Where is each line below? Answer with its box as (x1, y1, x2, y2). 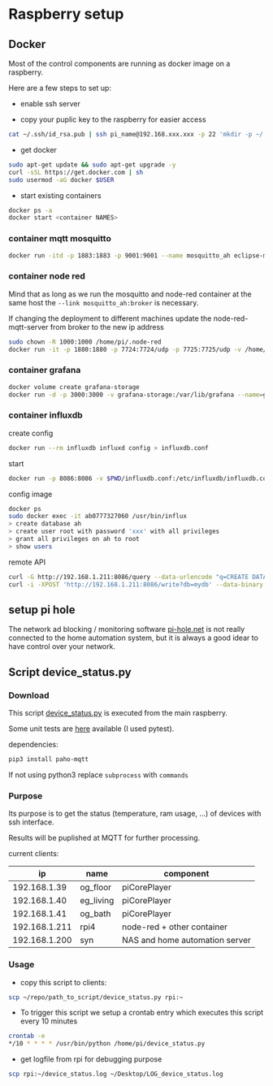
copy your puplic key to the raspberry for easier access (19, 115, 206, 124)
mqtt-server (8, 322, 49, 331)
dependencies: (8, 740, 58, 750)
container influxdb (8, 409, 83, 421)
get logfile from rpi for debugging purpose (19, 1054, 162, 1064)
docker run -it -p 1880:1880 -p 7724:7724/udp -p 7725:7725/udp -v (8, 345, 242, 353)
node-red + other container (121, 921, 227, 932)
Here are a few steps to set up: (8, 83, 112, 93)
